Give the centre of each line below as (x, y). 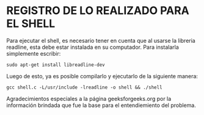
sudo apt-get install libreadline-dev (56, 65)
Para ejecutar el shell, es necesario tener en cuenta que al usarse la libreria (101, 40)
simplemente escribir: (34, 53)
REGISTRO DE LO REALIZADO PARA (98, 11)
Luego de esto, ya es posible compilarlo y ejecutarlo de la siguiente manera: (102, 76)
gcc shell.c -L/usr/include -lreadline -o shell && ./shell (85, 87)
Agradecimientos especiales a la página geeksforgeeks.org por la (89, 98)
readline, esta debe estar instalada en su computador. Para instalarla (93, 47)
